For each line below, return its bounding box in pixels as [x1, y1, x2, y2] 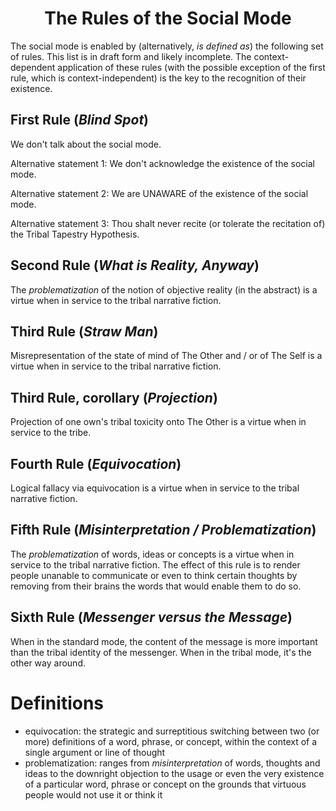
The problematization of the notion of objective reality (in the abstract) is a [10, 283, 318, 296]
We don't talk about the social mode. [10, 138, 162, 150]
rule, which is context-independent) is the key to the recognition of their [10, 72, 307, 84]
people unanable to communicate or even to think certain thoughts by [10, 569, 298, 581]
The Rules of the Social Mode [44, 7, 292, 30]
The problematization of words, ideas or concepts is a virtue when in [10, 548, 295, 560]
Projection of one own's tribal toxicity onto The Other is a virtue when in [10, 416, 307, 428]
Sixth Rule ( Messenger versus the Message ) [10, 609, 293, 626]
